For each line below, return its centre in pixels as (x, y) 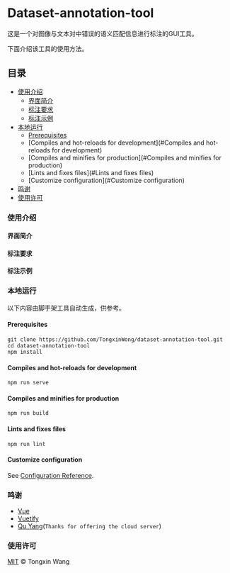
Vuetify (28, 518)
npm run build (28, 413)
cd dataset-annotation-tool (49, 345)
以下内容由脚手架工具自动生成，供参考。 (66, 308)
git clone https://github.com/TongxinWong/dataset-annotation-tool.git (115, 339)
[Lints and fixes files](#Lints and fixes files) (91, 172)
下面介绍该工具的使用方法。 (48, 48)
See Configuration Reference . (51, 475)
